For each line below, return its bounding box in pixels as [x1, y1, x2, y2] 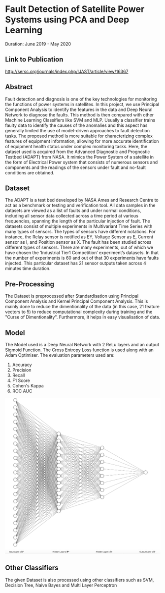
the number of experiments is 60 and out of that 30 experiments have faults [5, 255, 159, 261]
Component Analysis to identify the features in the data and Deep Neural [5, 107, 153, 112]
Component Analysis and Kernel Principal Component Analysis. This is [5, 298, 148, 304]
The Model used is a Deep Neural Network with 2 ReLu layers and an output [5, 342, 159, 347]
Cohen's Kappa [12, 383, 44, 388]
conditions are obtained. [5, 169, 55, 175]
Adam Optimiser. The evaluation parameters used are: [5, 352, 115, 358]
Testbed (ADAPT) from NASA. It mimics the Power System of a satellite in [5, 154, 154, 160]
